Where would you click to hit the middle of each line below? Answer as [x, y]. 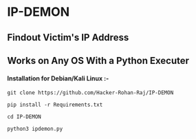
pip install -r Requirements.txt [55, 105]
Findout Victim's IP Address [68, 38]
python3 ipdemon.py [35, 129]
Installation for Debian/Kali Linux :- [58, 78]
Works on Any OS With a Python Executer [98, 60]
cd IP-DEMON [24, 117]
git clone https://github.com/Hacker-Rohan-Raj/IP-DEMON [90, 93]
